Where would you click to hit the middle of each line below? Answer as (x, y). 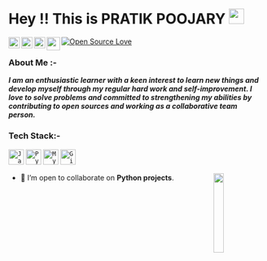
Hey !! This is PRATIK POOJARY (117, 19)
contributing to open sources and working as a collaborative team (123, 107)
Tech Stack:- (35, 136)
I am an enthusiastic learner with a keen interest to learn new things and (133, 80)
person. (22, 115)
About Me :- (33, 63)
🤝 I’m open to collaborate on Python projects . (97, 177)
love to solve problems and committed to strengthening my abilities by (130, 98)
